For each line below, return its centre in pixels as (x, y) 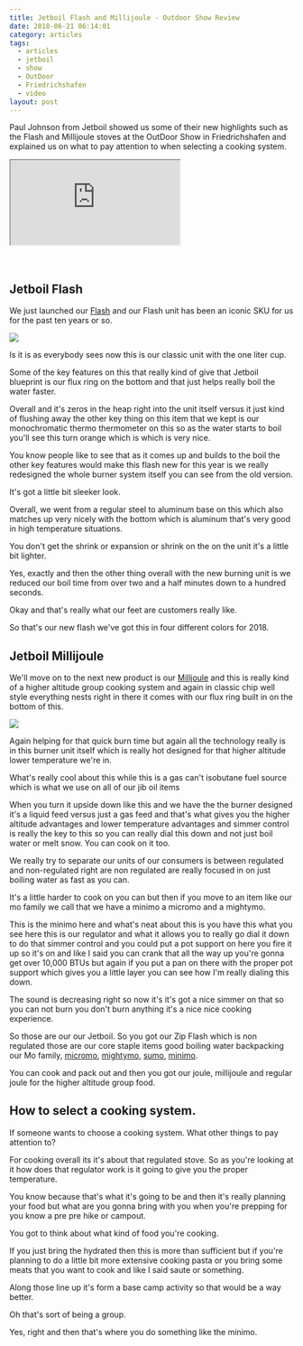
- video (32, 93)
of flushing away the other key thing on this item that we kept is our (134, 419)
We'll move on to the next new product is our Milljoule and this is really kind (149, 678)
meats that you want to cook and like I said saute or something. (127, 1269)
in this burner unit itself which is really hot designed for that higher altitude (148, 750)
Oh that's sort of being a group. (68, 1314)
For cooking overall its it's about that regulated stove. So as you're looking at (151, 1159)
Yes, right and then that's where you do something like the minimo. (133, 1332)
